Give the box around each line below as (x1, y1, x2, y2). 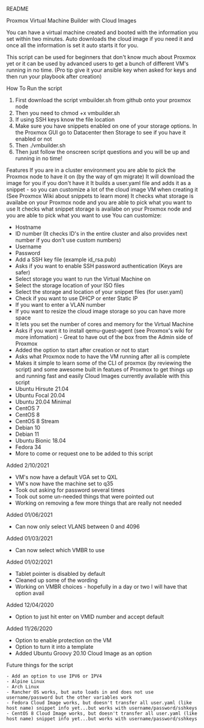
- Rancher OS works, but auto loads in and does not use (6, 689, 154, 695)
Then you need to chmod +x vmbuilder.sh (15, 110, 121, 116)
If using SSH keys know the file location (15, 116, 115, 123)
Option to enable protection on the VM (15, 637, 111, 644)
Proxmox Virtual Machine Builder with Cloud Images (6, 17, 137, 24)
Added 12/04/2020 (6, 601, 54, 608)
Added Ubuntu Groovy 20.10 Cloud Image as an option (15, 649, 152, 657)
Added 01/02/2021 (6, 558, 53, 565)
